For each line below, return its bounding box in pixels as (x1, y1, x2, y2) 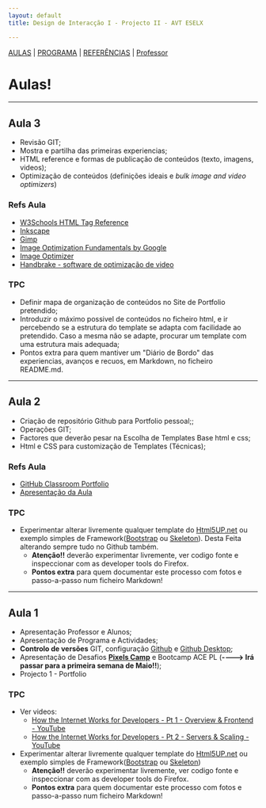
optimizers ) (19, 180, 57, 189)
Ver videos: (19, 707, 57, 717)
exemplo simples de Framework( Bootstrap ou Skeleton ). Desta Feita (19, 534, 241, 543)
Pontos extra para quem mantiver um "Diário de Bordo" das (19, 348, 214, 357)
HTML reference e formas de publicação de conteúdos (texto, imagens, (19, 154, 254, 164)
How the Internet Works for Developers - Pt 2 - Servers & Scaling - (31, 732, 249, 741)
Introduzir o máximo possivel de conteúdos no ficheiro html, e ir (19, 314, 228, 323)
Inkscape (19, 226, 50, 235)
